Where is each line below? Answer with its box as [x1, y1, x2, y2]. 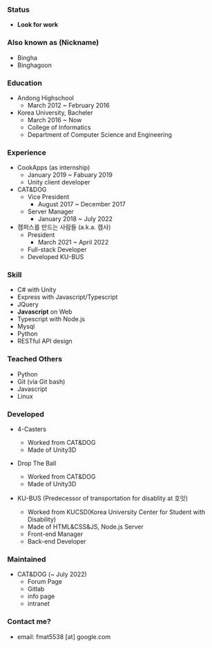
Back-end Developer [27, 537, 86, 546]
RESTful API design [17, 337, 73, 345]
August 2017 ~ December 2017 [37, 200, 126, 209]
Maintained [7, 555, 46, 564]
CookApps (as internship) [17, 164, 90, 172]
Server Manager [27, 207, 74, 216]
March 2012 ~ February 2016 [27, 101, 110, 109]
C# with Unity [17, 285, 57, 294]
